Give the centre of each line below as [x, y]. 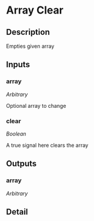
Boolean [16, 134]
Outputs [21, 164]
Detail [17, 212]
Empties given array [30, 46]
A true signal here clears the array [47, 145]
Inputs [18, 65]
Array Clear [35, 10]
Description [28, 32]
